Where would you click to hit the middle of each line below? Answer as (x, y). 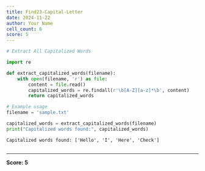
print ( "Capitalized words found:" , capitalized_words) (77, 129)
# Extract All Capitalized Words (49, 51)
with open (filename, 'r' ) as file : (63, 79)
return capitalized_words (61, 96)
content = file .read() (57, 85)
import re (19, 62)
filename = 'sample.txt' (38, 113)
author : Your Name (30, 23)
